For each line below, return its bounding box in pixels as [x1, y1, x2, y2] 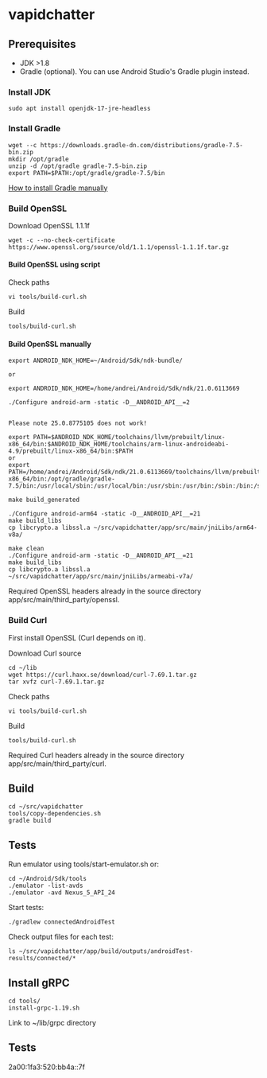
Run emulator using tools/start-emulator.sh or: [8, 859, 160, 869]
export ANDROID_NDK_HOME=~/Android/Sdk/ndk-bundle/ [8, 356, 183, 365]
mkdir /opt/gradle [8, 155, 69, 163]
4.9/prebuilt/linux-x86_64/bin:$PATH [8, 447, 133, 455]
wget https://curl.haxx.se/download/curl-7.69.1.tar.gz [8, 671, 197, 679]
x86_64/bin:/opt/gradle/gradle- [8, 475, 115, 483]
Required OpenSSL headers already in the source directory [8, 586, 202, 596]
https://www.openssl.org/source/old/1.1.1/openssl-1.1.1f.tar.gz [8, 243, 229, 251]
